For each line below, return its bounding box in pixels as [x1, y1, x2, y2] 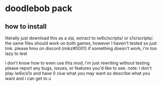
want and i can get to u [5, 76, 51, 81]
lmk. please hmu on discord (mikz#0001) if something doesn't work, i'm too [5, 46, 157, 51]
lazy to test [5, 51, 28, 56]
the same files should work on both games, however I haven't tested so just [5, 40, 157, 46]
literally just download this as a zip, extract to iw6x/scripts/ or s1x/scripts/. [5, 35, 154, 41]
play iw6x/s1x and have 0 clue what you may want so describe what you [5, 70, 150, 76]
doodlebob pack [5, 3, 72, 14]
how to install [5, 22, 47, 31]
